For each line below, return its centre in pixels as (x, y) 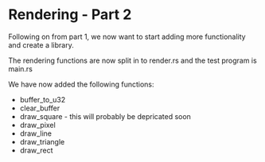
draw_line (36, 133)
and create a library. (41, 44)
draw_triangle (42, 141)
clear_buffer (40, 108)
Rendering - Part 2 (70, 15)
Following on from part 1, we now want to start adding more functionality (127, 37)
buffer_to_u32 (43, 99)
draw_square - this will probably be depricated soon (105, 116)
